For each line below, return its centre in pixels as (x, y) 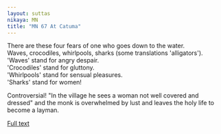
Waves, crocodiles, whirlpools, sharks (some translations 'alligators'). (105, 53)
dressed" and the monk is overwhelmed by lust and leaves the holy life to (111, 103)
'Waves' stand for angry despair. (53, 60)
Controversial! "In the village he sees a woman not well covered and (103, 96)
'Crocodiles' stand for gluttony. (51, 68)
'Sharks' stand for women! (45, 82)
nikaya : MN (23, 20)
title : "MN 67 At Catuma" (44, 26)
